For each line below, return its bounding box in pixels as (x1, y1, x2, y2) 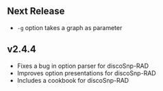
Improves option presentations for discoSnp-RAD (16, 68, 156, 77)
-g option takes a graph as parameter (16, 23, 123, 31)
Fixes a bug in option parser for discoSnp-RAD (16, 62, 149, 70)
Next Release (7, 5, 65, 17)
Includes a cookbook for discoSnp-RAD (16, 76, 129, 84)
